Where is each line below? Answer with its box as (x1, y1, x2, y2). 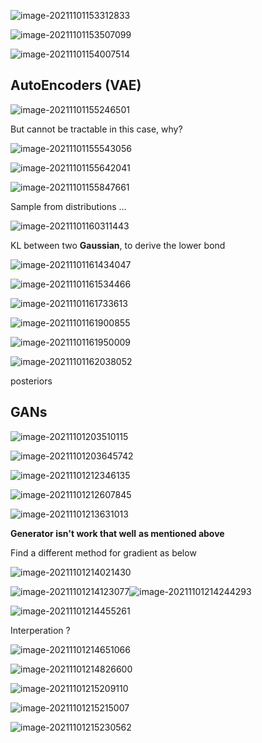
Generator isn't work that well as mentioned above (10, 527, 225, 539)
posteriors (10, 375, 53, 387)
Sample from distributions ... (10, 200, 127, 212)
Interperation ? (10, 624, 71, 636)
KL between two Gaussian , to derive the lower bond (10, 239, 226, 251)
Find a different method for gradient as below (10, 546, 197, 559)
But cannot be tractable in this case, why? (10, 123, 183, 135)
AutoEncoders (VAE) (10, 77, 142, 94)
